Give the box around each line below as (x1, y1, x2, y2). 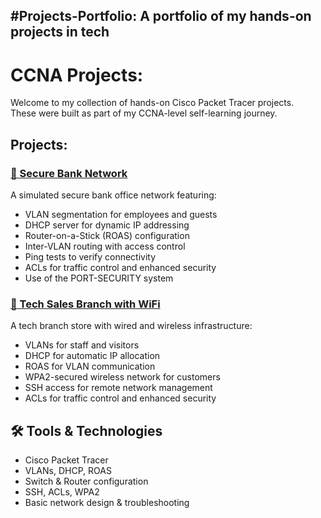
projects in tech (10, 24, 110, 41)
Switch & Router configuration (24, 475, 149, 488)
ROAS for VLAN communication (24, 360, 156, 373)
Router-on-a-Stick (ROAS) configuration (24, 230, 190, 242)
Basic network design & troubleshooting (24, 497, 190, 509)
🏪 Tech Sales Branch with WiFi (10, 297, 161, 311)
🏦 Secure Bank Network (10, 166, 128, 180)
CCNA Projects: (10, 64, 144, 86)
